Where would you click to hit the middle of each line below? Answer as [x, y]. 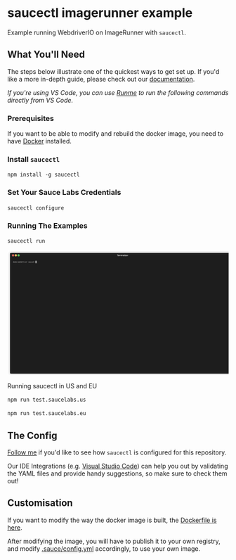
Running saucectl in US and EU [52, 386]
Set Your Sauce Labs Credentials [64, 193]
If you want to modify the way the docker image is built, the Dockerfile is [112, 520]
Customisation [40, 503]
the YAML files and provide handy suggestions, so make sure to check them [117, 473]
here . [15, 527]
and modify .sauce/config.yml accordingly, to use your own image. [104, 548]
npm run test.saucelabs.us [47, 400]
